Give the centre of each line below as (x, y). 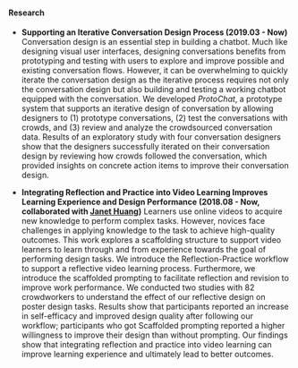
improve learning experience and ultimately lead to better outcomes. (147, 355)
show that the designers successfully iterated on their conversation (145, 147)
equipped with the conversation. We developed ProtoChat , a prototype (152, 99)
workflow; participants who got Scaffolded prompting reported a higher (153, 326)
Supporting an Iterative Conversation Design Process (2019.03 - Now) (154, 32)
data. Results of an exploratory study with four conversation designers (151, 137)
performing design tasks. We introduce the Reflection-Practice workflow (155, 259)
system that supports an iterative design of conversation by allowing (147, 108)
